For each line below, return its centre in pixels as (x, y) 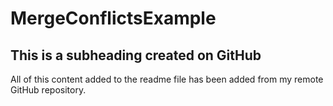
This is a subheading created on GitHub (136, 55)
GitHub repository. (48, 90)
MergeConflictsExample (113, 18)
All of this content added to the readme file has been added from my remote (167, 79)
